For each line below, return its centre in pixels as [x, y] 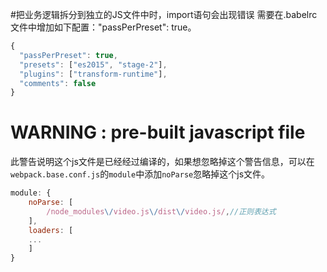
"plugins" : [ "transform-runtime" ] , [93, 74]
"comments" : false [58, 83]
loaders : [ [51, 230]
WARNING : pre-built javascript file [158, 132]
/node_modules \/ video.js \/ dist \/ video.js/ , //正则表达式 [161, 211]
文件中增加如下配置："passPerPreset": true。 [103, 27]
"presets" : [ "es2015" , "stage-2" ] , [93, 64]
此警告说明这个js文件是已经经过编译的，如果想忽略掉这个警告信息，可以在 [162, 162]
